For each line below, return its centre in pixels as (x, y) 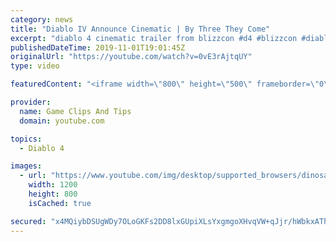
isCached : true (60, 203)
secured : (28, 221)
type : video (35, 66)
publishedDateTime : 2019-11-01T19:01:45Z (98, 47)
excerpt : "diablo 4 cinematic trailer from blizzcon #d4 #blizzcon (154, 38)
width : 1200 (53, 185)
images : (26, 166)
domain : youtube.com (62, 121)
